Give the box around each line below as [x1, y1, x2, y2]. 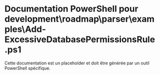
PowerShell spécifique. [4, 65, 50, 71]
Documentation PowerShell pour [4, 3, 139, 14]
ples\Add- [4, 24, 47, 35]
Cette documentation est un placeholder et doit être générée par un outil [4, 60, 150, 66]
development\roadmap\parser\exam [4, 13, 155, 25]
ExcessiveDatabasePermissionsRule [4, 34, 156, 45]
